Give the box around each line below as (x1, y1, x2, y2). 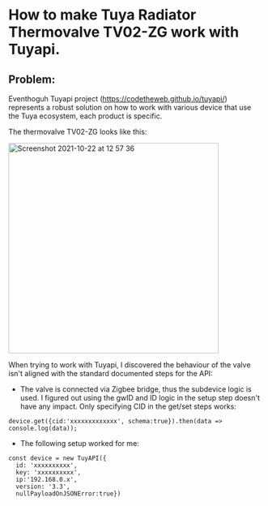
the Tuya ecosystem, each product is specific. (8, 111, 163, 121)
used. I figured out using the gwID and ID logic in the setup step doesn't (19, 393, 261, 402)
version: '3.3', (15, 482, 70, 491)
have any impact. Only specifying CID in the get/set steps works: (19, 401, 237, 411)
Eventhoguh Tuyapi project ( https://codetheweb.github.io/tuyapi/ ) (8, 94, 228, 103)
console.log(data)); (8, 424, 79, 432)
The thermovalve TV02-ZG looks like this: (8, 127, 147, 136)
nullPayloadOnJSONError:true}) (15, 490, 121, 498)
